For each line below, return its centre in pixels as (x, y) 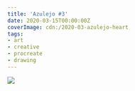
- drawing (22, 60)
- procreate (25, 54)
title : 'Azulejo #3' (38, 14)
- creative (23, 47)
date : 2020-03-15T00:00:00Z (49, 21)
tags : (15, 34)
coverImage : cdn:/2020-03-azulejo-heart (68, 27)
